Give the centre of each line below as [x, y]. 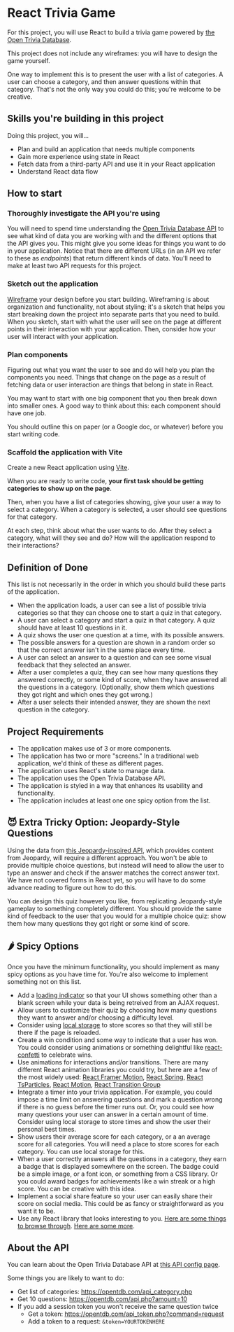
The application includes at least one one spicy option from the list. [114, 800]
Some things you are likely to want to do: [66, 1278]
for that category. [32, 517]
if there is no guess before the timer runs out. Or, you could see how [116, 1106]
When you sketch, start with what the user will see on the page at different [114, 321]
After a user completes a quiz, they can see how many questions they [118, 672]
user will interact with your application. [63, 336]
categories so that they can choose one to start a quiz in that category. [119, 613]
